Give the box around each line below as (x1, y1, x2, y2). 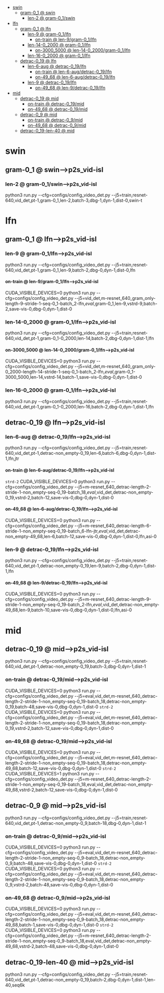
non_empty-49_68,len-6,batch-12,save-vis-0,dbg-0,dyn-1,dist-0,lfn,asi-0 (5, 533, 157, 539)
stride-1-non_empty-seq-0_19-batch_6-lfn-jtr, (5, 528, 99, 534)
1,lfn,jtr (5, 455, 19, 461)
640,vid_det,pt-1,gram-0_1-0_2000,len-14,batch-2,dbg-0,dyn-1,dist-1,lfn (5, 335, 154, 341)
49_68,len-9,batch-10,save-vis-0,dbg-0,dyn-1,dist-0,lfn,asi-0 (5, 607, 132, 613)
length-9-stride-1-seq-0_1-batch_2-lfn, (5, 300, 86, 306)
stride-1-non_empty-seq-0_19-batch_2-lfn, (5, 602, 93, 608)
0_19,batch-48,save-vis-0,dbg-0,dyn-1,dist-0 (5, 704, 99, 710)
